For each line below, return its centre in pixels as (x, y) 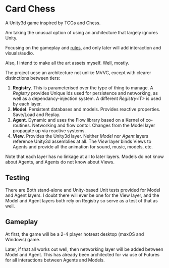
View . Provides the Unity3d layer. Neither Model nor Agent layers (80, 136)
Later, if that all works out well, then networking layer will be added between (84, 249)
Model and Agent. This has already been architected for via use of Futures (82, 254)
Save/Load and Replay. (36, 115)
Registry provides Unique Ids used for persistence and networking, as (85, 93)
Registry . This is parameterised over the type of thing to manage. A (83, 88)
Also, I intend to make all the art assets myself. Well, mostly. (67, 63)
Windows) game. (23, 239)
